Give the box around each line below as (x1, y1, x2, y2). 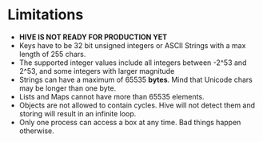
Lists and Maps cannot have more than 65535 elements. (18, 91, 205, 101)
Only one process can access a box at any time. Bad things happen (18, 117, 241, 127)
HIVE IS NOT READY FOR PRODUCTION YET (18, 32, 168, 42)
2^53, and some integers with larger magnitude (18, 66, 175, 75)
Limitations (7, 6, 84, 24)
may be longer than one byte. (18, 83, 117, 93)
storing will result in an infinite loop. (18, 108, 137, 118)
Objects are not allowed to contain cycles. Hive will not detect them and (18, 100, 256, 110)
